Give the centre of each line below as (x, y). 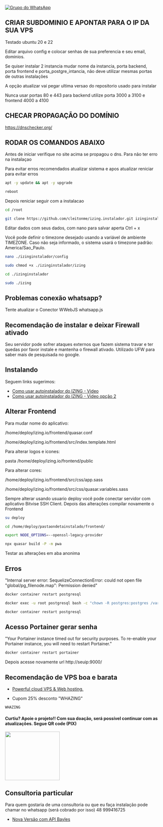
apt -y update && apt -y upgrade (39, 183)
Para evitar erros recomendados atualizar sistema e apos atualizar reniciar (79, 169)
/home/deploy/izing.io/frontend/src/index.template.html (60, 442)
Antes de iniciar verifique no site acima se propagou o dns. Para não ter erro (81, 154)
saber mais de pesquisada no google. (42, 355)
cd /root (14, 210)
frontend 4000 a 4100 (27, 100)
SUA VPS (19, 30)
